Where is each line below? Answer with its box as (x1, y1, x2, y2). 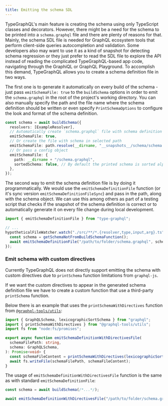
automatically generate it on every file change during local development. (5, 207, 154, 213)
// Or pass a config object (9, 148, 68, 153)
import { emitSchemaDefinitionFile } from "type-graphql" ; (5, 216, 131, 221)
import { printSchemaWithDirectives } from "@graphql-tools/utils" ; (5, 322, 151, 327)
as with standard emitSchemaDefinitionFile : (5, 378, 96, 384)
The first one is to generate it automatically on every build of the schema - (5, 83, 158, 90)
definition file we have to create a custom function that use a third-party (5, 287, 153, 293)
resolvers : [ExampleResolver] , (9, 124, 75, 130)
